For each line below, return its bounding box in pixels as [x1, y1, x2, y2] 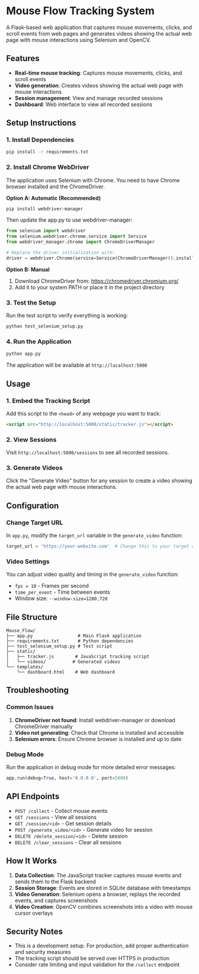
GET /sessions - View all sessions [14, 813, 97, 821]
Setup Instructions [6, 118, 76, 128]
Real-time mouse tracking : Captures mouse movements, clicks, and [14, 69, 182, 76]
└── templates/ [6, 664, 44, 670]
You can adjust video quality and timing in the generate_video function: [6, 571, 179, 578]
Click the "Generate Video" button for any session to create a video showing [6, 477, 192, 484]
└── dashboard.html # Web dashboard [17, 669, 115, 675]
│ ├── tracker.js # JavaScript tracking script [6, 653, 150, 660]
